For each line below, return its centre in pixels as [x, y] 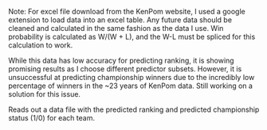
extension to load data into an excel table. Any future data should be [120, 20]
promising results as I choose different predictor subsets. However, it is [125, 69]
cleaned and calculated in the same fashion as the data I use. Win [116, 28]
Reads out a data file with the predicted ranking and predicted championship [134, 109]
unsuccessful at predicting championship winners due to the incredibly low [132, 77]
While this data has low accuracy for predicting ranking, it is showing [121, 60]
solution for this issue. [45, 94]
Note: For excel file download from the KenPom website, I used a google [127, 11]
